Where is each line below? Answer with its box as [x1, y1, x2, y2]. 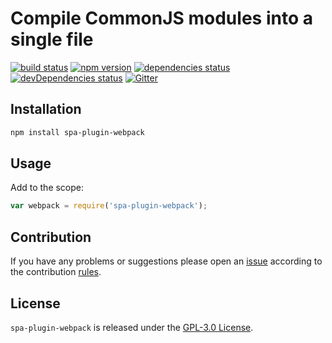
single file [10, 28, 94, 51]
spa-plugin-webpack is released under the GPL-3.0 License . [10, 321, 254, 333]
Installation [10, 101, 82, 118]
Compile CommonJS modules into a [10, 7, 313, 30]
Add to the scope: [10, 182, 85, 194]
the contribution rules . [10, 266, 102, 278]
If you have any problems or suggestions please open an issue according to [10, 255, 323, 267]
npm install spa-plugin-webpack [10, 127, 145, 137]
